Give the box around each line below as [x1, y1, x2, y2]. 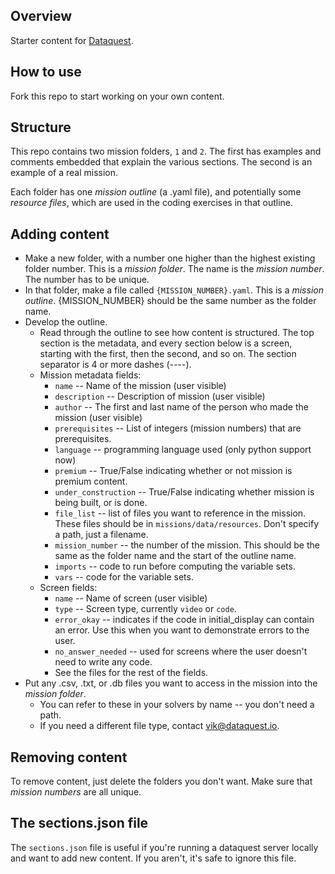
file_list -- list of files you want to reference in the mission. [54, 507, 307, 519]
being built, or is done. [54, 497, 148, 509]
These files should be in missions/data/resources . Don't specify [54, 518, 320, 530]
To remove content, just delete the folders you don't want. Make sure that [10, 775, 313, 788]
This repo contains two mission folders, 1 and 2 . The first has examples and [10, 145, 322, 158]
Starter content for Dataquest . [10, 34, 134, 46]
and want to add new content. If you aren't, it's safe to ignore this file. [10, 852, 297, 864]
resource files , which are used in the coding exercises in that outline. [10, 197, 294, 209]
